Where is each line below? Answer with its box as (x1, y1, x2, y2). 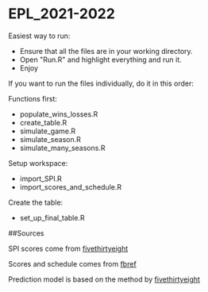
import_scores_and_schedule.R (19, 182, 121, 191)
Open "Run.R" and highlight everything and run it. (19, 55, 183, 64)
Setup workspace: (8, 158, 68, 167)
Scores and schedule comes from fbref (8, 259, 137, 268)
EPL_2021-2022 (8, 5, 115, 23)
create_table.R (19, 117, 67, 127)
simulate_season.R (19, 134, 82, 144)
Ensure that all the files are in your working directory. (19, 46, 193, 56)
